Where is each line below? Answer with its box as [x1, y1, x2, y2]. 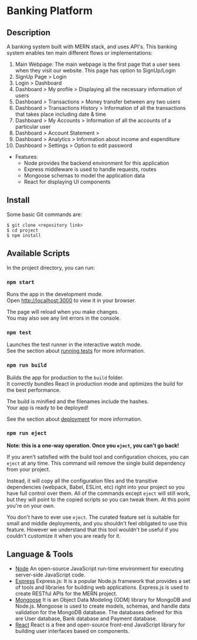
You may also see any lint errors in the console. [6, 314, 121, 321]
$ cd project [6, 227, 39, 233]
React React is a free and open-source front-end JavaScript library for [15, 621, 185, 628]
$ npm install [6, 232, 42, 239]
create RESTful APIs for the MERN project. [15, 589, 118, 597]
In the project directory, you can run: [6, 264, 95, 271]
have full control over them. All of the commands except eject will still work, [6, 490, 191, 497]
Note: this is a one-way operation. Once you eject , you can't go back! [6, 442, 179, 449]
